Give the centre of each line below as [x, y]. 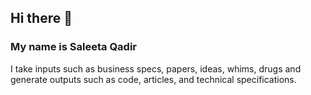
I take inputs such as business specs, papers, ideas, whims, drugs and [156, 68]
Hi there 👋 [41, 18]
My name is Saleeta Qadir [74, 47]
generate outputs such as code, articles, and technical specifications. [153, 79]
